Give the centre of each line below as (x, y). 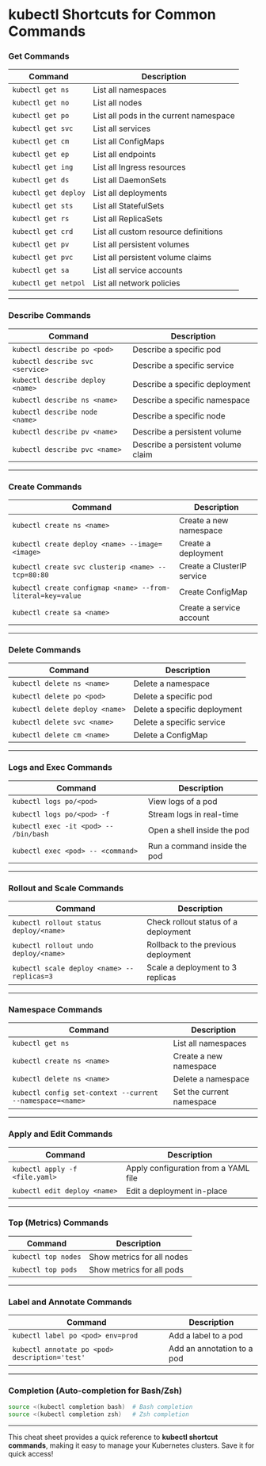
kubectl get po (41, 116)
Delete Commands (45, 650)
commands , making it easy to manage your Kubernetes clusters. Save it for (131, 1445)
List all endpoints (125, 155)
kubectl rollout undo (53, 945)
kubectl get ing (43, 167)
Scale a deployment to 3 (192, 967)
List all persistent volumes (141, 245)
